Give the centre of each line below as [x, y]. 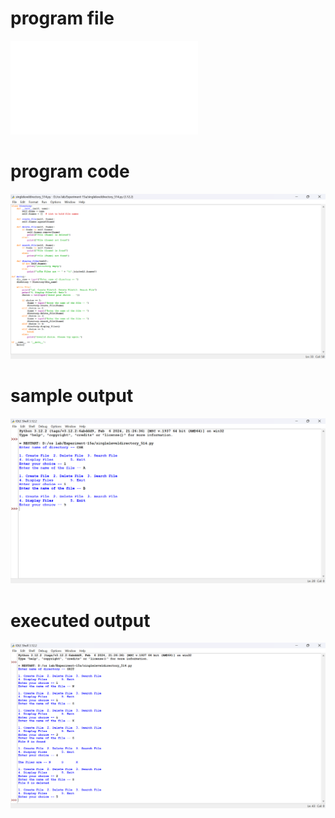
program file [62, 18]
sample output [72, 396]
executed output [80, 620]
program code [70, 171]
